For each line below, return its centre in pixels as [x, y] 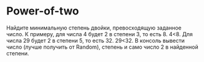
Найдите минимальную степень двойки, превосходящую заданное [94, 28]
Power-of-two [43, 11]
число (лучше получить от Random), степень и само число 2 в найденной [103, 47]
